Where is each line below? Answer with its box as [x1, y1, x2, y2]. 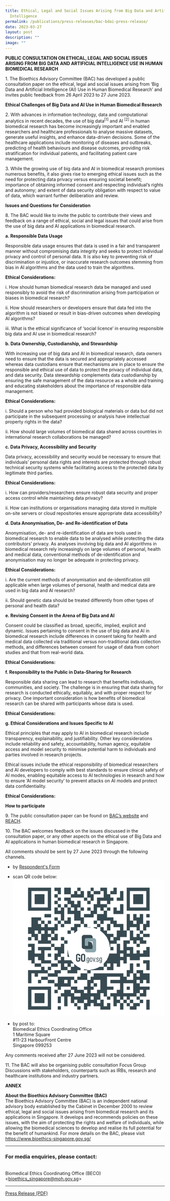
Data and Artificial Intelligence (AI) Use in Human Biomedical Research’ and [5, 86, 162, 93]
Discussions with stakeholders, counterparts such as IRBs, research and [5, 1067, 156, 1073]
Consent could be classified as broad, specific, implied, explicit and [5, 622, 146, 628]
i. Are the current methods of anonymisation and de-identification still [5, 576, 150, 582]
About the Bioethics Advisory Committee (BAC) [5, 1093, 107, 1099]
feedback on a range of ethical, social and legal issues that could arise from [5, 218, 163, 224]
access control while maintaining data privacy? [5, 495, 103, 501]
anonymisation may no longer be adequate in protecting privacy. [5, 557, 140, 563]
